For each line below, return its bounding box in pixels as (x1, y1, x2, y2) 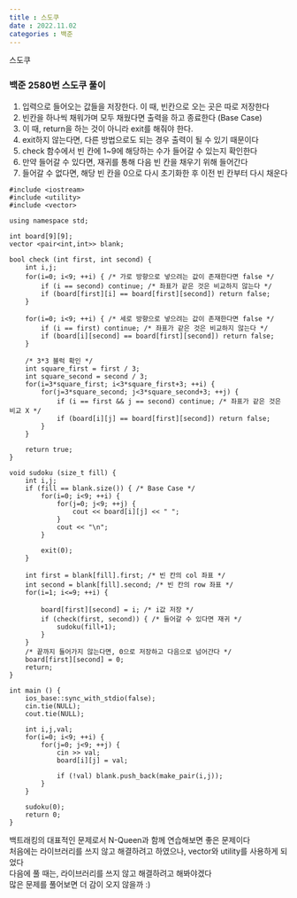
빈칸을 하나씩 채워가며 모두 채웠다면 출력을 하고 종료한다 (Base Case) (21, 112, 263, 122)
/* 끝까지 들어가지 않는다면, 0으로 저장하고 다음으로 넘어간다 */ (25, 647, 232, 656)
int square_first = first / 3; (25, 364, 141, 373)
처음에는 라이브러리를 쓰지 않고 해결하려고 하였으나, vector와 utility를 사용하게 (9, 846, 278, 856)
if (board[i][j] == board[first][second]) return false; (56, 414, 271, 423)
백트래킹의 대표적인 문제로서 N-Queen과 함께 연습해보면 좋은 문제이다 (9, 834, 250, 845)
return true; (25, 445, 73, 454)
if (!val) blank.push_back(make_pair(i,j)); (56, 771, 224, 780)
